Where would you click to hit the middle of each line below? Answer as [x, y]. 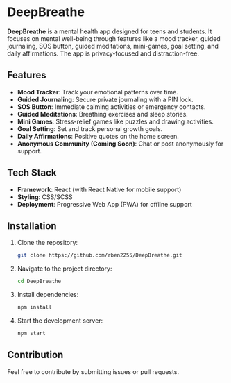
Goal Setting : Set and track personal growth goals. [90, 128]
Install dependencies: [48, 295]
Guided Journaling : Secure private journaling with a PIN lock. [105, 99]
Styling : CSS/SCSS [45, 197]
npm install [34, 307]
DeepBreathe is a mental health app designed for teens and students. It [110, 31]
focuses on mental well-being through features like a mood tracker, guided [114, 38]
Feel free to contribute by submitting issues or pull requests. [93, 371]
